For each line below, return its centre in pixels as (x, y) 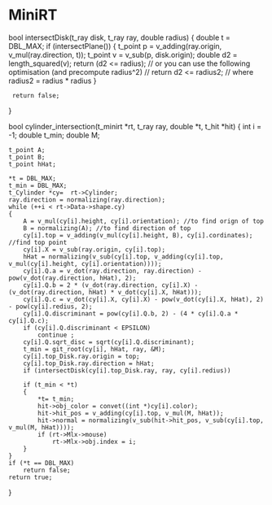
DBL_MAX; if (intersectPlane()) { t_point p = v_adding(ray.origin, (115, 46)
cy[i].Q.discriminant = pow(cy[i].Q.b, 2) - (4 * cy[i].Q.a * (131, 313)
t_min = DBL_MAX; (38, 185)
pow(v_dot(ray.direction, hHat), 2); (72, 278)
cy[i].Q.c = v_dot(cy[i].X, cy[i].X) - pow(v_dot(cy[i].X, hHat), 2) (144, 299)
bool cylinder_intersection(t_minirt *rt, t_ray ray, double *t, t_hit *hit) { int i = (135, 126)
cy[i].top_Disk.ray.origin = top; (81, 356)
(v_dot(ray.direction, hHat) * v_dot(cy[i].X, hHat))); (105, 292)
